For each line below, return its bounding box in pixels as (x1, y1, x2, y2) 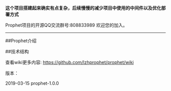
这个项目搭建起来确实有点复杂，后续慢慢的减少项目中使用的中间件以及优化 (5, 5, 161, 11)
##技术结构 (5, 48, 29, 54)
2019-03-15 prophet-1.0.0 (5, 80, 60, 86)
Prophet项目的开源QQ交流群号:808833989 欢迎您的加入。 (5, 22, 128, 28)
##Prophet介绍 (5, 38, 37, 44)
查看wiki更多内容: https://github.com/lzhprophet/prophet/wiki (5, 59, 134, 65)
